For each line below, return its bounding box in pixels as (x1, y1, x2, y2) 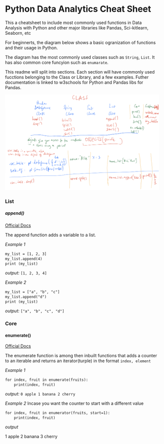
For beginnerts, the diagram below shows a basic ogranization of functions (5, 39, 156, 45)
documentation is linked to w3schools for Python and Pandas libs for (5, 79, 143, 85)
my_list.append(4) (5, 256, 42, 262)
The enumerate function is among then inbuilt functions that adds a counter (5, 353, 157, 359)
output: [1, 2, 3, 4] (5, 270, 47, 276)
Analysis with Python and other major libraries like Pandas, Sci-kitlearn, (5, 25, 149, 30)
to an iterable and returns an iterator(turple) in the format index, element (5, 358, 151, 364)
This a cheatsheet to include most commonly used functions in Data (5, 20, 142, 25)
